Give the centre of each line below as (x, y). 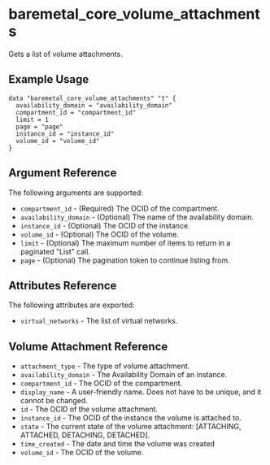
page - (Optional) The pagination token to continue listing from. (125, 260)
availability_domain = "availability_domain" (94, 105)
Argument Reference (63, 173)
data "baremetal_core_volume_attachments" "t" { (92, 98)
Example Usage (49, 79)
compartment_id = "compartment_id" (76, 112)
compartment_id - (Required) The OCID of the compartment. (120, 208)
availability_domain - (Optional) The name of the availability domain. (137, 217)
